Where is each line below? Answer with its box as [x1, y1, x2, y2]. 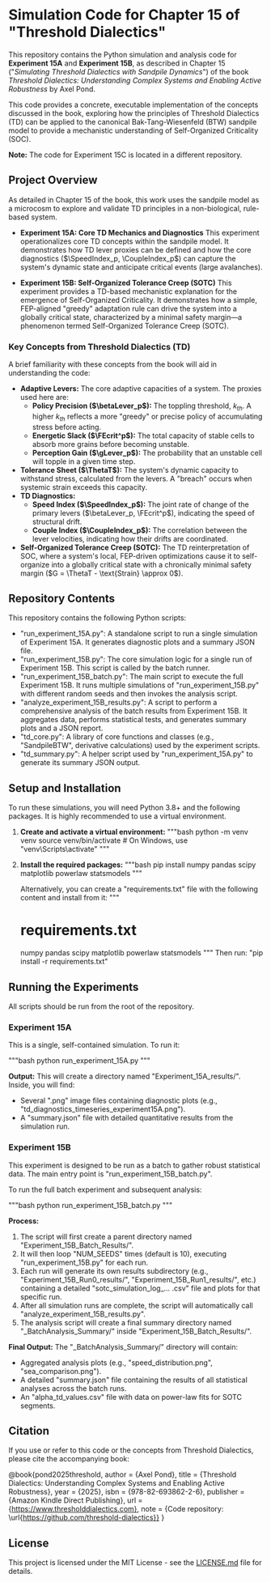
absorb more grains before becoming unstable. [32, 439, 190, 449]
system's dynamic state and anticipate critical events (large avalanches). [19, 262, 263, 272]
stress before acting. [32, 422, 102, 432]
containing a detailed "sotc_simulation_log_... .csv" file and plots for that [19, 1283, 260, 1293]
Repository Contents [8, 592, 116, 606]
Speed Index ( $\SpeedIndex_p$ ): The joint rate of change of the [32, 500, 249, 509]
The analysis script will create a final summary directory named [19, 1317, 232, 1327]
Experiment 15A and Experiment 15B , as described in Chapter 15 [8, 58, 226, 68]
